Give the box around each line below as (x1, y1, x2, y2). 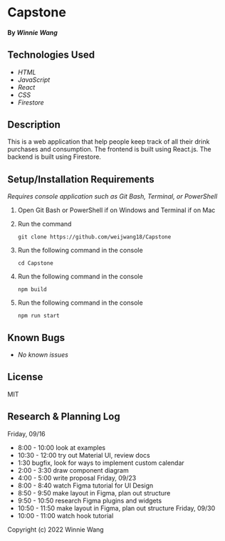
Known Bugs (7, 332, 66, 344)
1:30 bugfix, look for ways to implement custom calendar (17, 458, 185, 467)
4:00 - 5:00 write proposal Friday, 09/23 (17, 473, 137, 482)
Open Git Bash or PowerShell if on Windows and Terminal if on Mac (17, 206, 216, 214)
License (7, 371, 43, 383)
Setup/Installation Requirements (7, 173, 155, 185)
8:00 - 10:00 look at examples (17, 443, 105, 452)
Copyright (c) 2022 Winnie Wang (7, 525, 105, 534)
